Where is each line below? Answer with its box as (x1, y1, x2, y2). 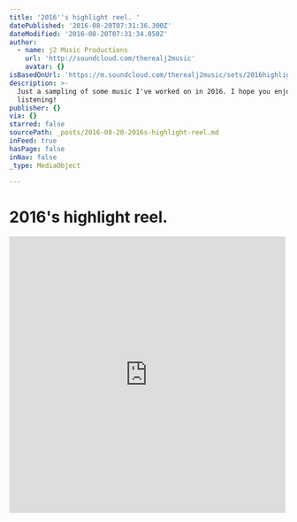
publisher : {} (9, 104, 62, 112)
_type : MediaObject (9, 161, 81, 170)
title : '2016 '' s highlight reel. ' (9, 12, 141, 22)
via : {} (9, 111, 38, 120)
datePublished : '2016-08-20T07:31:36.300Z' (9, 21, 172, 30)
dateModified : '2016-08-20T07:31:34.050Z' (9, 29, 168, 38)
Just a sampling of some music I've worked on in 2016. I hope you (17, 87, 271, 96)
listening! (17, 95, 57, 104)
